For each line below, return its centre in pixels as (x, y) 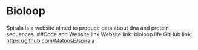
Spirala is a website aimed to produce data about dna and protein (88, 28)
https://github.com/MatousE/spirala (51, 40)
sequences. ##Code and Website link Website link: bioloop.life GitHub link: (99, 34)
